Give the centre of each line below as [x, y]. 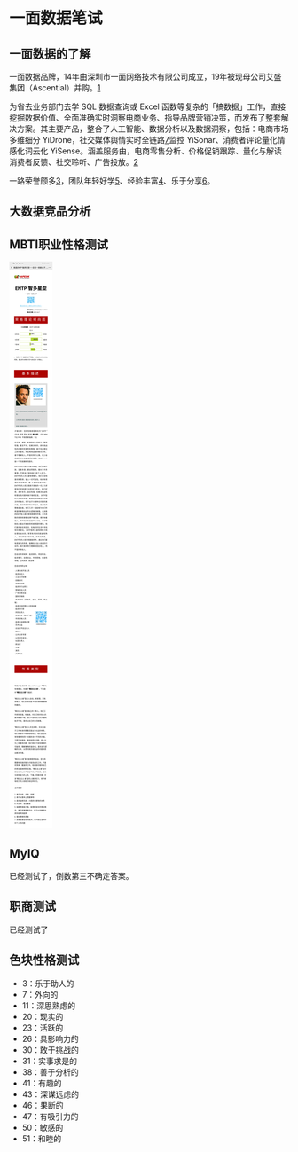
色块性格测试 [44, 960]
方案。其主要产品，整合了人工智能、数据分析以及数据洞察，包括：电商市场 [153, 129]
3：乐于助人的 [48, 983]
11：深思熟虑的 [49, 1005]
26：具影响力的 [51, 1038]
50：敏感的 [43, 1127]
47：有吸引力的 [50, 1116]
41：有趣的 [42, 1083]
